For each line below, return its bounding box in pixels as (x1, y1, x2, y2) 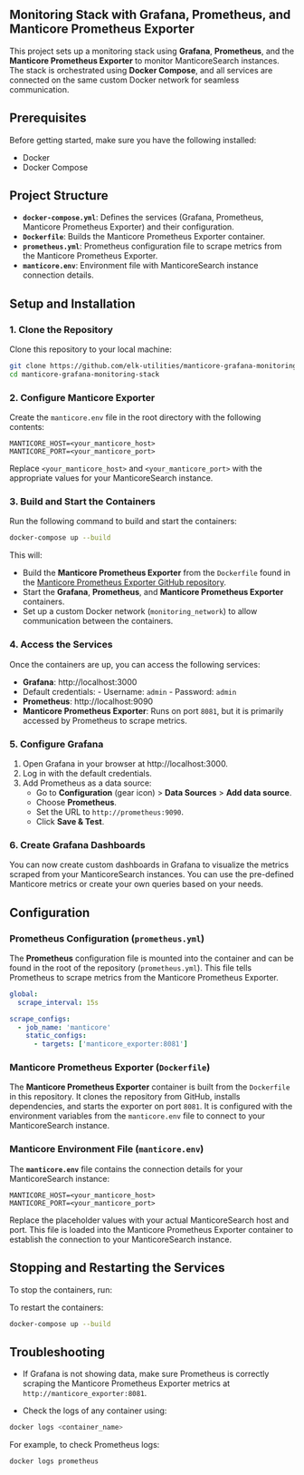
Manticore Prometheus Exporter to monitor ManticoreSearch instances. (9, 54, 280, 66)
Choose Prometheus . (35, 796, 118, 807)
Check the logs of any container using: (22, 1405, 167, 1416)
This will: (9, 550, 43, 561)
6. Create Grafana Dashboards (9, 838, 147, 851)
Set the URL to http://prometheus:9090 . (35, 806, 184, 817)
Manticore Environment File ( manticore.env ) (9, 1143, 204, 1156)
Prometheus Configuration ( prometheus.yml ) (9, 932, 205, 944)
